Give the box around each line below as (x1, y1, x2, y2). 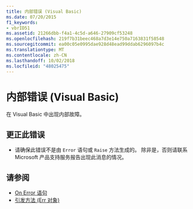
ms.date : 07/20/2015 (6, 14, 57, 20)
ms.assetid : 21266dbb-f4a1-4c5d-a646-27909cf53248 (6, 31, 133, 36)
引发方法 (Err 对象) (14, 196, 60, 203)
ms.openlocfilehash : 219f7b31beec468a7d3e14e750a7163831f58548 (6, 36, 165, 42)
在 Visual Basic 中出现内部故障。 (6, 111, 85, 118)
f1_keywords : (6, 19, 38, 25)
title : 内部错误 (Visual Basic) (6, 8, 82, 15)
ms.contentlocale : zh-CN (6, 52, 67, 58)
